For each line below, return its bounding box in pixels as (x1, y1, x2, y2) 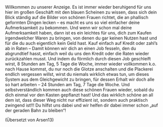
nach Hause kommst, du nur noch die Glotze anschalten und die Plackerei (5, 66, 153, 72)
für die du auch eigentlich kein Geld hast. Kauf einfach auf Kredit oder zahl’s (5, 40, 158, 46)
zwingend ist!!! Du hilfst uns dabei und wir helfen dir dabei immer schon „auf (5, 102, 158, 108)
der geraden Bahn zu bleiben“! (5, 108, 67, 113)
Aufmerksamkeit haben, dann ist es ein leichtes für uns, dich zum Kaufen (5, 30, 152, 36)
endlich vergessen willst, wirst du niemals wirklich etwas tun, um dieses (5, 72, 149, 77)
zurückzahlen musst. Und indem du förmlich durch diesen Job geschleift (5, 56, 151, 61)
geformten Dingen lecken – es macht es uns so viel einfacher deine (5, 19, 140, 25)
